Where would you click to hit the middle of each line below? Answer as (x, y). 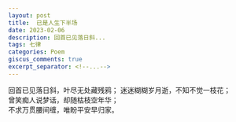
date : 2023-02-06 (37, 30)
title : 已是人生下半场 (43, 23)
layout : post (29, 15)
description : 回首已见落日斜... (57, 37)
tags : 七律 (25, 45)
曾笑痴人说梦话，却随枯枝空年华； (63, 100)
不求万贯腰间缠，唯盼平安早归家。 (63, 109)
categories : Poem (37, 52)
